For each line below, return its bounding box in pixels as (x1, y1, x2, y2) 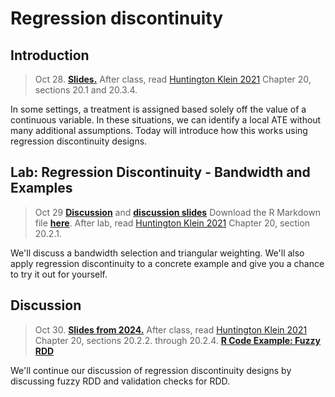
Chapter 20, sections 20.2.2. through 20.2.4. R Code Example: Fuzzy (34, 334, 322, 346)
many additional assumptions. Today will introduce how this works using (10, 125, 308, 136)
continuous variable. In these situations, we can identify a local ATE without (10, 114, 322, 126)
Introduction (10, 47, 90, 64)
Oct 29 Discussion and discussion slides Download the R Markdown (34, 206, 322, 218)
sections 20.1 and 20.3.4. (34, 84, 138, 96)
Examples (10, 180, 73, 197)
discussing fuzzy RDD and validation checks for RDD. (10, 375, 231, 387)
